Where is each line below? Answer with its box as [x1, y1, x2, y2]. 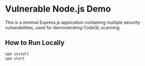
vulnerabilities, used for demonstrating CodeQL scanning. [5, 24, 121, 30]
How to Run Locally [5, 39, 65, 47]
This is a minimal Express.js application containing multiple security [5, 19, 140, 25]
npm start [5, 56, 25, 61]
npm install [5, 51, 29, 56]
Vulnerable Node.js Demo [5, 3, 111, 15]
